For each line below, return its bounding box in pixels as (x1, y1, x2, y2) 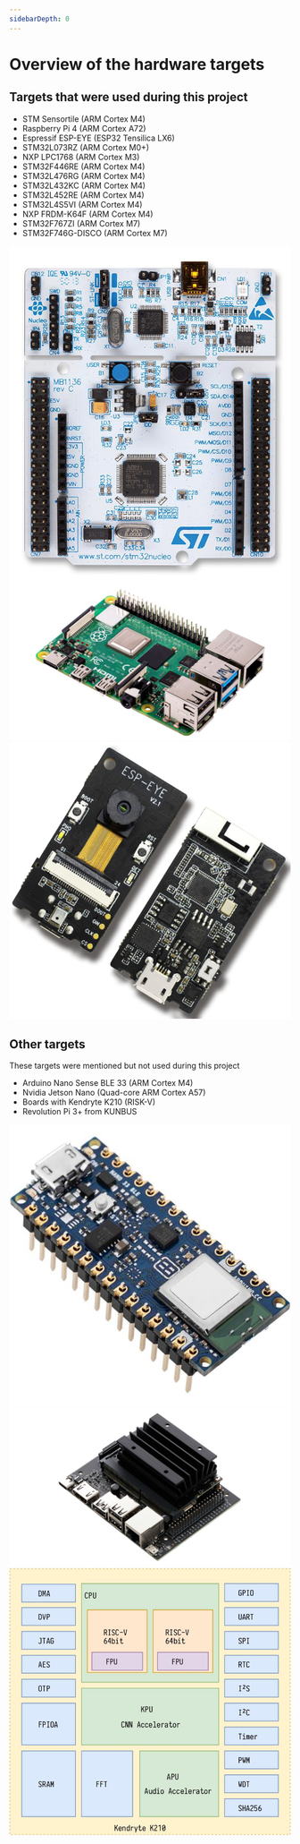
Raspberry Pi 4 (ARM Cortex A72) (21, 123, 146, 133)
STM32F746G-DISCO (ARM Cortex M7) (21, 227, 168, 238)
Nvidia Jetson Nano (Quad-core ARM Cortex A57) (21, 1088, 206, 1098)
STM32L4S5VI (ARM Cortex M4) (21, 199, 143, 209)
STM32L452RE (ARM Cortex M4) (21, 189, 145, 201)
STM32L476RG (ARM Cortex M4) (21, 170, 146, 181)
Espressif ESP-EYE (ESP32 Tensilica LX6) (21, 132, 176, 143)
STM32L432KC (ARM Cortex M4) (21, 180, 146, 191)
